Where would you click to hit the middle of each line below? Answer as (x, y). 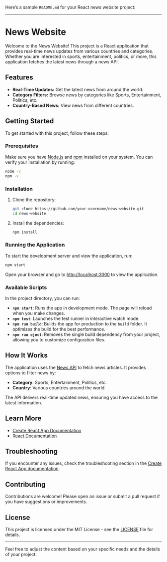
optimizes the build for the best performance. (59, 329)
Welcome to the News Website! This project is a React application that (77, 46)
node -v (13, 171)
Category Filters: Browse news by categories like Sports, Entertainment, (87, 95)
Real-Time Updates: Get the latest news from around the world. (78, 89)
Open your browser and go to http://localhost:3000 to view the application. (82, 275)
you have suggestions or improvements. (46, 502)
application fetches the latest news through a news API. (62, 61)
